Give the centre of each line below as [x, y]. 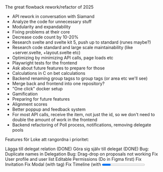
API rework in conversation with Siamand [53, 16]
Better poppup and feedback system [49, 109]
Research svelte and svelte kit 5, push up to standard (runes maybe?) [81, 42]
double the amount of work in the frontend [54, 120]
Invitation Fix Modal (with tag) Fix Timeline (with [53, 164]
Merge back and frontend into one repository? [58, 84]
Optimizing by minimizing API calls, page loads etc [63, 58]
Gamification [25, 94]
